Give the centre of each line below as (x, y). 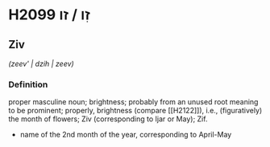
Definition (28, 84)
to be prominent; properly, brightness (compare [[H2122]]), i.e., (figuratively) (135, 111)
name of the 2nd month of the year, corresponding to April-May (126, 135)
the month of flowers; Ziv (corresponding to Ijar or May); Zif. (108, 119)
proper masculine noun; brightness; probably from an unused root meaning (133, 102)
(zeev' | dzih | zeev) (41, 63)
